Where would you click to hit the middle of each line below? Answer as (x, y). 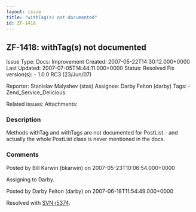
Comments (22, 155)
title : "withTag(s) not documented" (52, 17)
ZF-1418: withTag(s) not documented (76, 47)
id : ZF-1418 (21, 23)
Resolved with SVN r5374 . (38, 202)
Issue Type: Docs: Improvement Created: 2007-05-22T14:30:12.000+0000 (98, 62)
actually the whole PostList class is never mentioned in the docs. (86, 139)
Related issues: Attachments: (42, 104)
